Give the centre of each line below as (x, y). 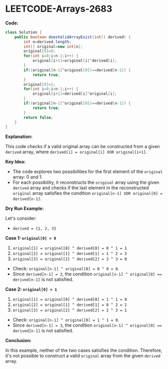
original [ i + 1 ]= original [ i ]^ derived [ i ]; (75, 61)
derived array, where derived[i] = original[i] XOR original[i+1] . (76, 152)
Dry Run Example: (25, 209)
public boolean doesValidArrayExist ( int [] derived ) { (73, 37)
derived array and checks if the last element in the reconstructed (81, 188)
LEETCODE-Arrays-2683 (59, 9)
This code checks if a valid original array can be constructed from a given (83, 147)
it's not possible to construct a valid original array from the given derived (83, 356)
